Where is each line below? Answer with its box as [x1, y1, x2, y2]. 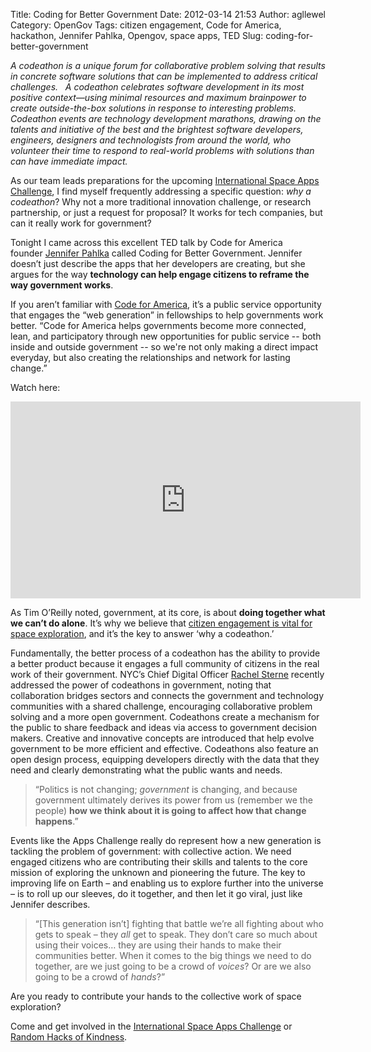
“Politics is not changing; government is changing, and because [34, 784, 298, 795]
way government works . [10, 279, 114, 291]
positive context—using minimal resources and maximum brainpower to [10, 92, 307, 103]
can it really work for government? [10, 217, 152, 229]
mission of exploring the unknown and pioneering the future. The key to [10, 867, 306, 878]
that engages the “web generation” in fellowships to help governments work [10, 309, 324, 321]
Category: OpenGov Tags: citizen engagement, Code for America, [10, 19, 282, 31]
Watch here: [10, 382, 61, 393]
